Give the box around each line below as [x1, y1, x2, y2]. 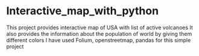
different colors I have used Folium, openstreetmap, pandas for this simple [6, 36, 191, 43]
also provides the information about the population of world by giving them [6, 30, 192, 37]
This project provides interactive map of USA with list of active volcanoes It [6, 24, 193, 31]
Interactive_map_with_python [6, 4, 159, 18]
